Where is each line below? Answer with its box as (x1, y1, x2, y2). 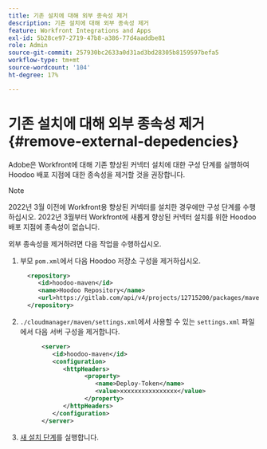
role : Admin (8, 41, 48, 49)
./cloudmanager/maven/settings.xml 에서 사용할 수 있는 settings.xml (19, 317, 241, 326)
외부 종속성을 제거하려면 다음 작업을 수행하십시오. (8, 238, 162, 248)
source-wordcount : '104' (8, 64, 91, 72)
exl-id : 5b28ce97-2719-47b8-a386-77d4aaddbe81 (8, 33, 166, 42)
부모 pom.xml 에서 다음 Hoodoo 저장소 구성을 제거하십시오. (19, 256, 201, 266)
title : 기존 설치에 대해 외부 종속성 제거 (8, 11, 128, 20)
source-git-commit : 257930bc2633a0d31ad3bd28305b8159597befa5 (8, 49, 219, 57)
